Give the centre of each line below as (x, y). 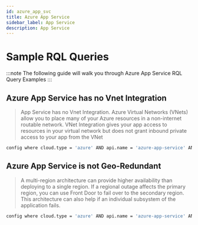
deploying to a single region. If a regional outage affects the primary (103, 186)
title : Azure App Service (38, 17)
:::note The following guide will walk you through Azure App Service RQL (94, 73)
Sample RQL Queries (57, 57)
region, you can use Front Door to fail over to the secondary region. (102, 193)
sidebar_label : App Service (41, 22)
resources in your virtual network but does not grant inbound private (104, 131)
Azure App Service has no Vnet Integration (86, 98)
